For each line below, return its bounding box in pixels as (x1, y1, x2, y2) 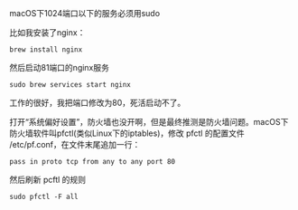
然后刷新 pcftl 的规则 (9, 175, 87, 185)
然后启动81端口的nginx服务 (9, 62, 110, 72)
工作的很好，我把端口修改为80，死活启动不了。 (9, 98, 186, 108)
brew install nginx (9, 45, 83, 54)
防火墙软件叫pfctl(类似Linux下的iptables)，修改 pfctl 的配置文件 (9, 128, 246, 138)
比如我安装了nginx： (9, 27, 86, 38)
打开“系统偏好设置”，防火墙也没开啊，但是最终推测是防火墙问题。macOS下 (9, 117, 289, 127)
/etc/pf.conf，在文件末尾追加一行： (9, 139, 141, 149)
